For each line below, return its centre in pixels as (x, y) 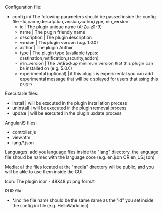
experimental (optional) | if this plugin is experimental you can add (86, 74)
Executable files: (22, 93)
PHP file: (14, 191)
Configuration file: (23, 7)
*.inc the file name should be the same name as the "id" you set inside (83, 200)
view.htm (21, 137)
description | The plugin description (56, 37)
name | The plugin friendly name (52, 32)
